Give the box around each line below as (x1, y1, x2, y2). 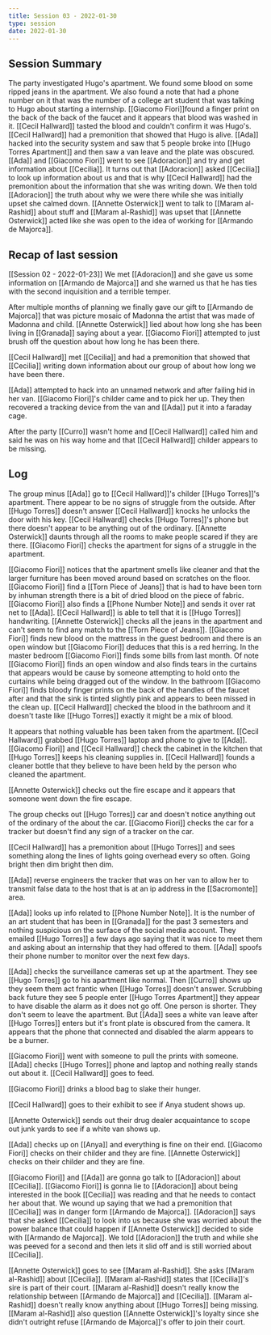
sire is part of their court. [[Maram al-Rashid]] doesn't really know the (8, 1282, 240, 1292)
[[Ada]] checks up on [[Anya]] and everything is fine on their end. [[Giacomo (8, 1139, 263, 1149)
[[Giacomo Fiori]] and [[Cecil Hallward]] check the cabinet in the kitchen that (8, 744, 263, 753)
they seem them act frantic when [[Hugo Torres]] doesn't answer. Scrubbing (8, 984, 263, 994)
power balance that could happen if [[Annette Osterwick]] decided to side (8, 1223, 254, 1234)
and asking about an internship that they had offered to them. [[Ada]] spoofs (8, 942, 262, 951)
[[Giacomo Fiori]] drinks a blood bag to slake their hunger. (8, 1083, 202, 1093)
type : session (8, 19, 56, 28)
